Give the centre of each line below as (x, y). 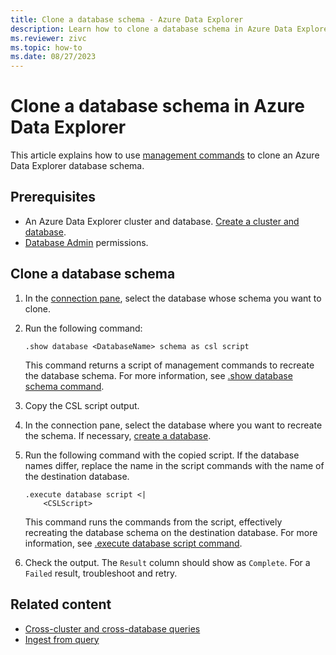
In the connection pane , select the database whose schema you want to (173, 298)
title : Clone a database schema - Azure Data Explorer (127, 19)
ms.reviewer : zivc (48, 38)
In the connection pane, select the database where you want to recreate (173, 425)
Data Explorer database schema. (77, 166)
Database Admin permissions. (86, 242)
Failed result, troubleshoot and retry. (101, 573)
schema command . (64, 386)
